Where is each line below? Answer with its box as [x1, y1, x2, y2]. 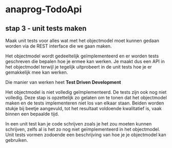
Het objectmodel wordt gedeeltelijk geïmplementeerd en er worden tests [5, 53, 159, 59]
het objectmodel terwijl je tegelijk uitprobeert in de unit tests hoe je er [5, 64, 152, 70]
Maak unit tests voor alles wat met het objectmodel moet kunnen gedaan [5, 37, 160, 44]
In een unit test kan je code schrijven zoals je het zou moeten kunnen [5, 121, 152, 126]
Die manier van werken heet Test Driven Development [5, 79, 122, 85]
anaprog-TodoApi [5, 4, 82, 15]
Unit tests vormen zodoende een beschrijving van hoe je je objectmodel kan [5, 132, 166, 138]
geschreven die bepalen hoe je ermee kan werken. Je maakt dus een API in [5, 58, 165, 65]
